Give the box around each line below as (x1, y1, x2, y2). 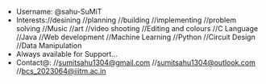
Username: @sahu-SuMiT (15, 7, 102, 16)
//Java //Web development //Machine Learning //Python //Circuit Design (15, 32, 256, 42)
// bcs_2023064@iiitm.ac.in (15, 66, 106, 75)
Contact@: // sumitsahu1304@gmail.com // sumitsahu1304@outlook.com (15, 58, 256, 67)
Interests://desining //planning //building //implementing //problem (15, 15, 236, 25)
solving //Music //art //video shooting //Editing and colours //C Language (15, 24, 259, 33)
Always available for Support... (15, 50, 118, 58)
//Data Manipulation (15, 41, 82, 50)
